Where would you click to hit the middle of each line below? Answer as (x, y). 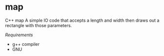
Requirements (19, 35)
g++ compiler (26, 44)
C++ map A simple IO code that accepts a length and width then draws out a (82, 20)
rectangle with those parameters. (38, 25)
